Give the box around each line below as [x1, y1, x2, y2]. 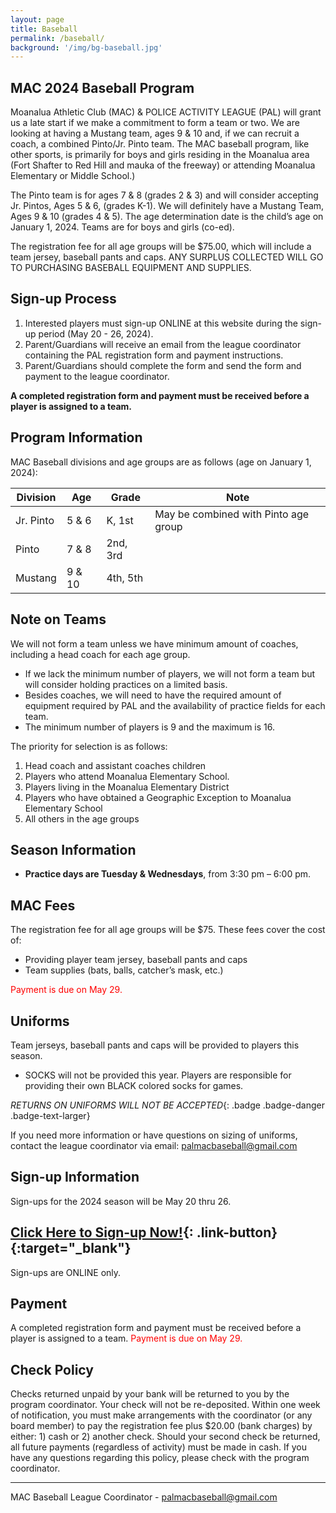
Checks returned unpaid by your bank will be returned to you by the [10, 1388, 290, 1400]
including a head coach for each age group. [10, 648, 191, 660]
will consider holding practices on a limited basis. [24, 678, 228, 690]
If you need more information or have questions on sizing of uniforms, [10, 1129, 298, 1141]
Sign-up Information [10, 1169, 140, 1186]
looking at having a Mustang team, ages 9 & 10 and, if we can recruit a [10, 127, 300, 140]
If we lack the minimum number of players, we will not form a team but [24, 667, 316, 680]
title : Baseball [10, 24, 78, 34]
